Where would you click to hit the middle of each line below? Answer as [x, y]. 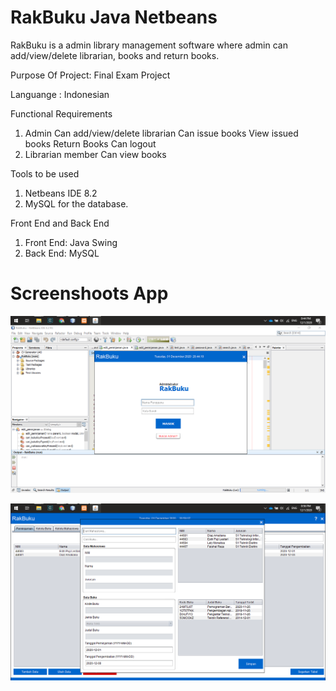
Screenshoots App [89, 293]
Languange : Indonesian [60, 94]
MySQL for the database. [76, 203]
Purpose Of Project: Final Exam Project [90, 75]
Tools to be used [45, 173]
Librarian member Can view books [95, 154]
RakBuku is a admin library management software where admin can [149, 45]
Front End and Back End [60, 223]
